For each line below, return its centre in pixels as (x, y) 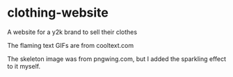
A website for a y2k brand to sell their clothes (72, 32)
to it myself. (24, 66)
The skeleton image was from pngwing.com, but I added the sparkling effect (117, 59)
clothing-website (58, 13)
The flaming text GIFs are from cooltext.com (71, 45)
